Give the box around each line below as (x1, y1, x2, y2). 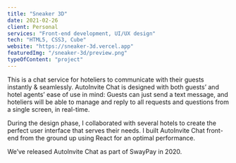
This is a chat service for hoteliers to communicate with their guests (7, 75, 204, 84)
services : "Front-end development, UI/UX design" (7, 30, 156, 37)
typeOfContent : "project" (7, 56, 83, 63)
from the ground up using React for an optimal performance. (20, 133, 196, 142)
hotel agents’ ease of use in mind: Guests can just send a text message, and (7, 90, 229, 98)
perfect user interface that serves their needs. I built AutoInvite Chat (7, 126, 206, 134)
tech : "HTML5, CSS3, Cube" (7, 37, 87, 44)
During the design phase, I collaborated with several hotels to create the (7, 119, 217, 127)
